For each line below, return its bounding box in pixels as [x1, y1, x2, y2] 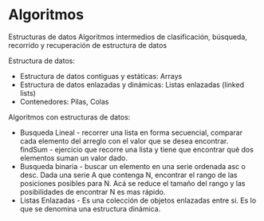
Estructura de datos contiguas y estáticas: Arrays [19, 71, 183, 81]
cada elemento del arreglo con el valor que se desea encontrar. [19, 136, 229, 145]
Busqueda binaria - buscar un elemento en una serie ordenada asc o [19, 161, 246, 171]
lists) [19, 88, 36, 97]
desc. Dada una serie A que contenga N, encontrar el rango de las [19, 170, 238, 180]
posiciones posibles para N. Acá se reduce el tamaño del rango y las [19, 178, 246, 188]
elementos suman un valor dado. [19, 153, 128, 163]
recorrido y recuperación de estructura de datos [8, 40, 167, 49]
